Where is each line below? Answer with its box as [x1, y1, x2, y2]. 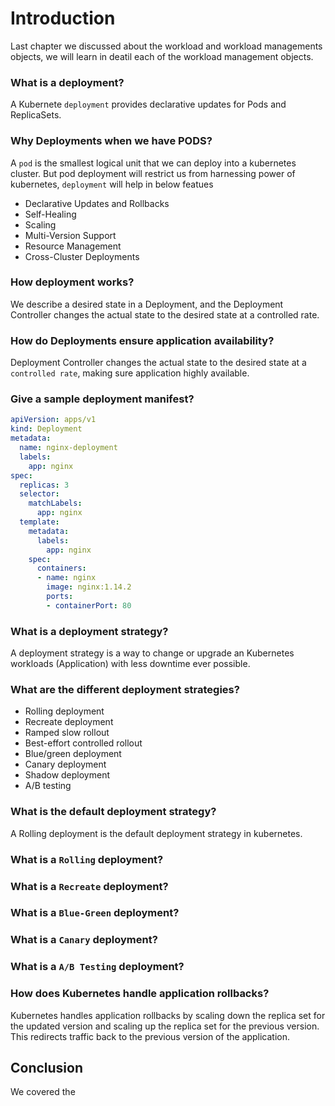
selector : [19, 489, 60, 499]
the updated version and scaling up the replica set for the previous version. [10, 1020, 320, 1032]
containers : [36, 563, 87, 574]
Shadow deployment [24, 769, 110, 781]
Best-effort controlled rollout [24, 737, 143, 749]
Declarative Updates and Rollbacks [24, 197, 170, 209]
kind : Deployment [10, 424, 83, 434]
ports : [46, 592, 74, 602]
